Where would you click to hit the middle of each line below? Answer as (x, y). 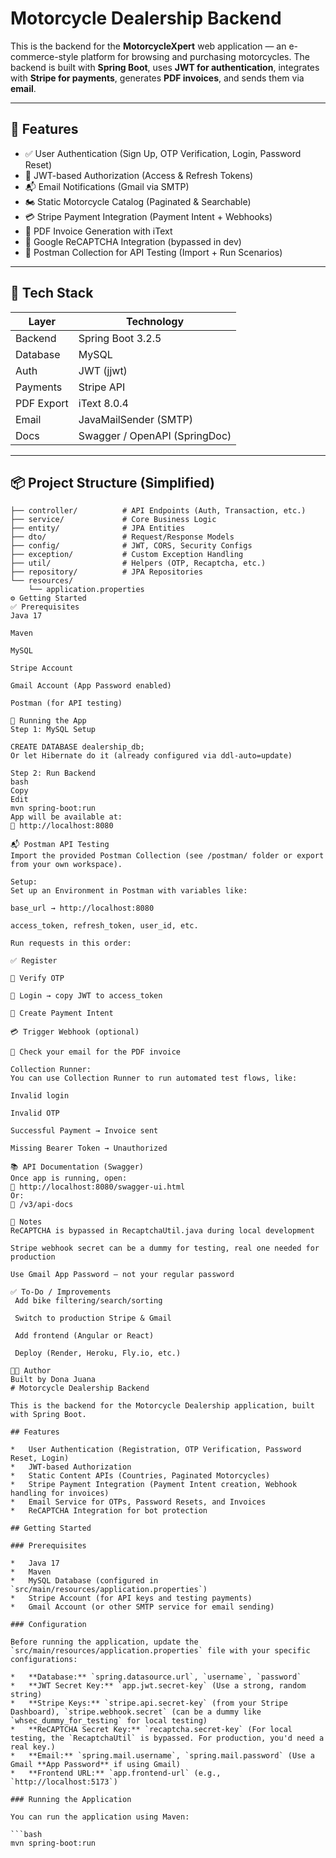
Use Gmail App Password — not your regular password (122, 1275)
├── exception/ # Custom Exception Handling (127, 555)
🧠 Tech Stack (52, 293)
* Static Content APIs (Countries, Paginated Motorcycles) (140, 1476)
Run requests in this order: (71, 943)
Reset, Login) (40, 1458)
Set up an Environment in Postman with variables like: (129, 891)
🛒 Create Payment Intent (62, 1013)
